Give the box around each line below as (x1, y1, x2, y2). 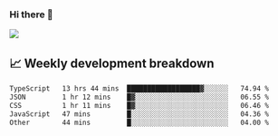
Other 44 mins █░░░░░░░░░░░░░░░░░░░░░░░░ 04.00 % (9, 118, 270, 127)
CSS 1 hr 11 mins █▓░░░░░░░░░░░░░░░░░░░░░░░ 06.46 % (9, 101, 270, 110)
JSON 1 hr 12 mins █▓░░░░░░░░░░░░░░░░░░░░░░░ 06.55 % (9, 92, 270, 102)
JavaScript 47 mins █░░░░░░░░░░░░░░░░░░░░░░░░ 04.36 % (9, 109, 270, 119)
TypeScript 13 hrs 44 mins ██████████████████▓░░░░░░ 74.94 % (9, 84, 270, 93)
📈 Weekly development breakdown (9, 55, 215, 71)
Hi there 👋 (9, 8, 54, 21)
